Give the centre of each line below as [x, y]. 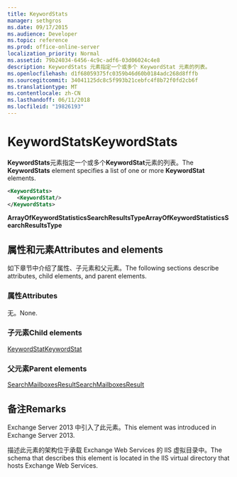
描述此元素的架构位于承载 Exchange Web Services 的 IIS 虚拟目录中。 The [115, 450]
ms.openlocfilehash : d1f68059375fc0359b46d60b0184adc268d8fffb [103, 73]
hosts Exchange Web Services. [53, 465]
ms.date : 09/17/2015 [38, 27]
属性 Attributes [33, 296]
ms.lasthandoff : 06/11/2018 [49, 100]
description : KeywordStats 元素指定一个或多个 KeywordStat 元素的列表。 [109, 67]
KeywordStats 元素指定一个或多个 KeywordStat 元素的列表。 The [100, 162]
